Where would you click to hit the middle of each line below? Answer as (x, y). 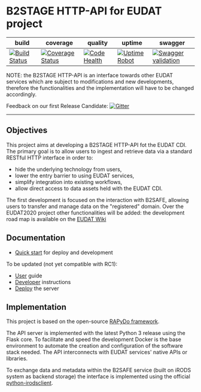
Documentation (36, 238)
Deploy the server (37, 288)
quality (98, 43)
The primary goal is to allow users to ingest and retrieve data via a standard (99, 151)
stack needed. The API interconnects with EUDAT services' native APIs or (97, 352)
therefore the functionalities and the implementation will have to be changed (100, 88)
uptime (132, 43)
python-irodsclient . (30, 383)
